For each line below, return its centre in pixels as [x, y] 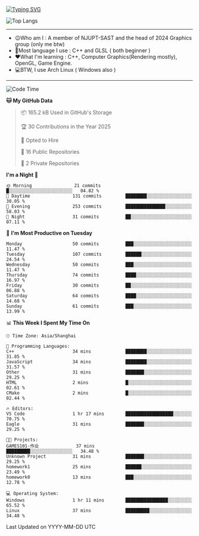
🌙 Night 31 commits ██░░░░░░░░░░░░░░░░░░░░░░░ [99, 217]
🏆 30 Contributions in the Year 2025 [66, 126]
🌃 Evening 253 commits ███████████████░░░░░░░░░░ [99, 207]
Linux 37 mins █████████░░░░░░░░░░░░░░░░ [99, 510]
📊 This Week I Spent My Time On [48, 323]
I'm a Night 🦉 [22, 175]
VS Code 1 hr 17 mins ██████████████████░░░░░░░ [99, 414]
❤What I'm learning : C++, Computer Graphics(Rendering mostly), [96, 57]
